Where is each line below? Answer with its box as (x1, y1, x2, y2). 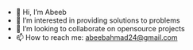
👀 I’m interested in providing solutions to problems (15, 16, 180, 25)
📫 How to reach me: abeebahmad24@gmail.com (15, 33, 178, 42)
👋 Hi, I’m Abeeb (15, 8, 68, 16)
